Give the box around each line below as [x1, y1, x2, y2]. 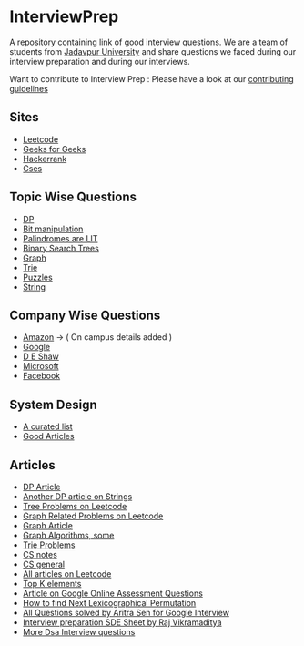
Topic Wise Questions [9, 190, 137, 205]
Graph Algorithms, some [22, 530, 115, 540]
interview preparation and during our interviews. [9, 56, 191, 67]
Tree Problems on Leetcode [22, 501, 127, 511]
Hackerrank [22, 153, 67, 164]
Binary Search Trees [22, 242, 100, 253]
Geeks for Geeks [22, 143, 86, 154]
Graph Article [22, 520, 73, 530]
